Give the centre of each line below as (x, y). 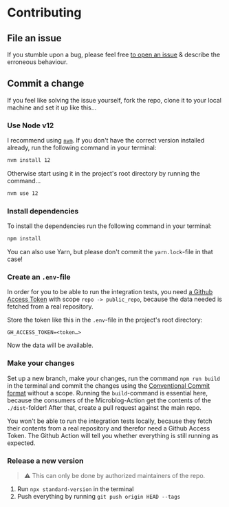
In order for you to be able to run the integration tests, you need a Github (110, 292)
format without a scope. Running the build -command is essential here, (108, 393)
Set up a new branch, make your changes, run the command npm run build (113, 378)
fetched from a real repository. (51, 307)
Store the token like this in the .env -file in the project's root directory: (105, 320)
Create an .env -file (39, 277)
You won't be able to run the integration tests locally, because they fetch (110, 421)
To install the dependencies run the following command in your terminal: (109, 226)
